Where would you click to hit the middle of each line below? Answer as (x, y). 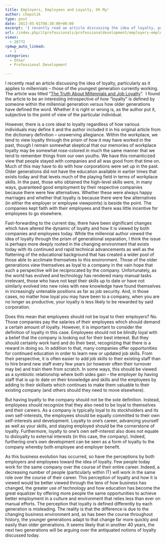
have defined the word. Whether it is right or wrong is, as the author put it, (81, 110)
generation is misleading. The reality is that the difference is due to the (77, 509)
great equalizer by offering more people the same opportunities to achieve (81, 493)
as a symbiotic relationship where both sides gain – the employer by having (82, 375)
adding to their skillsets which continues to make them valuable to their (77, 385)
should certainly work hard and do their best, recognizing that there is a (78, 343)
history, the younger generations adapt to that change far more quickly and (82, 520)
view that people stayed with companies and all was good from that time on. (83, 161)
